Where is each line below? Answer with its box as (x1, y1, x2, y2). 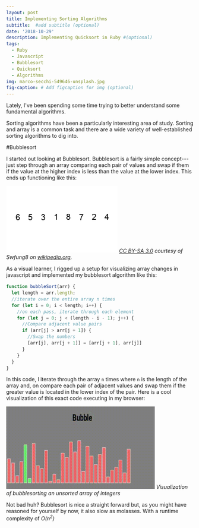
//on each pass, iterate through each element (17, 309, 134, 315)
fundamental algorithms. (6, 108, 67, 115)
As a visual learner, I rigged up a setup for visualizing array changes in (6, 265, 178, 273)
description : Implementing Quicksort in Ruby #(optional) (6, 34, 153, 41)
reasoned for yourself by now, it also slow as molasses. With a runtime (6, 508, 179, 515)
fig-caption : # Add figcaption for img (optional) (6, 85, 134, 91)
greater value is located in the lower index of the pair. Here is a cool (6, 388, 172, 396)
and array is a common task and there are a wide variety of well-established (6, 126, 192, 133)
